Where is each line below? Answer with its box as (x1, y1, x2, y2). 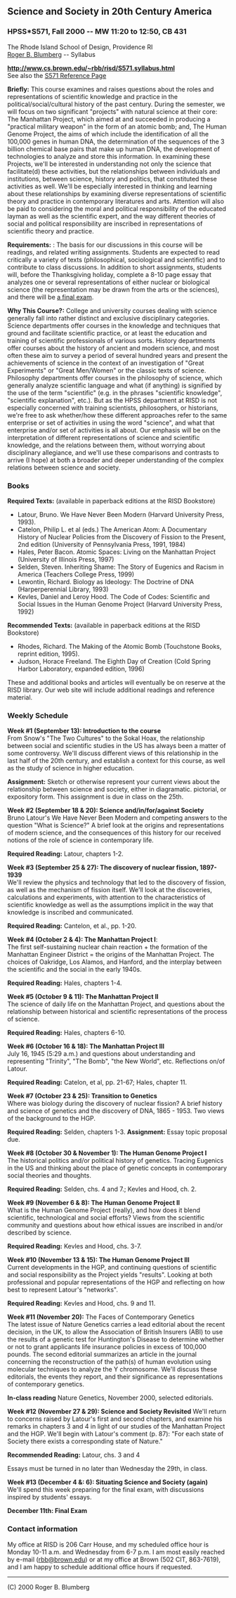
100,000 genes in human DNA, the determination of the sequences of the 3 (7, 137, 225, 146)
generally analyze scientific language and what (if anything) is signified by (7, 381, 223, 389)
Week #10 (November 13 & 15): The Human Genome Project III (7, 1256, 190, 1264)
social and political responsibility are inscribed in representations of (7, 219, 203, 228)
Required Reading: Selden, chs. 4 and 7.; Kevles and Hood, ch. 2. (7, 1185, 197, 1194)
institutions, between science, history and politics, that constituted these (7, 174, 218, 183)
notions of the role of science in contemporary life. (7, 836, 155, 844)
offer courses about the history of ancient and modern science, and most (7, 344, 220, 352)
